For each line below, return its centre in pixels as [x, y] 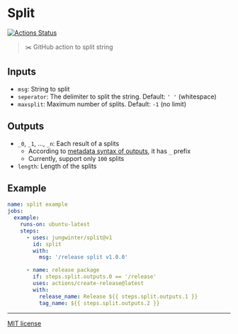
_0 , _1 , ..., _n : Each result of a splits [68, 143]
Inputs [22, 72]
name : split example [38, 205]
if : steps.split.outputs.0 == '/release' [95, 277]
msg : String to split [44, 89]
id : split [47, 244]
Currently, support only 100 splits [76, 158]
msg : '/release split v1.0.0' [84, 257]
